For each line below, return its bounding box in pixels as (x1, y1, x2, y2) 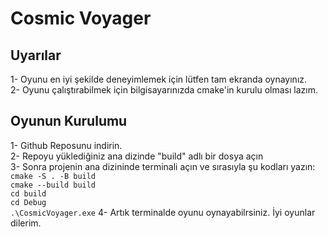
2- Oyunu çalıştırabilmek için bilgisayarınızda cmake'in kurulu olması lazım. (10, 84, 318, 96)
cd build (10, 188, 47, 199)
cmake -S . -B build (10, 171, 97, 181)
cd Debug (10, 197, 47, 207)
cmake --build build (10, 180, 97, 190)
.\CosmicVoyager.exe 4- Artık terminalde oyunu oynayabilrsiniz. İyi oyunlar (10, 206, 316, 218)
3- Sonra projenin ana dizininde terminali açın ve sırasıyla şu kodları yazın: (10, 160, 316, 172)
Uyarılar (10, 47, 62, 64)
